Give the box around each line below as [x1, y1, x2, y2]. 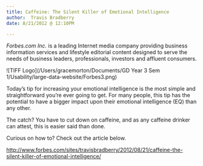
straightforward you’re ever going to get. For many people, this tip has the [6, 92, 191, 99]
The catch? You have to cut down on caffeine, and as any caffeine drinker [6, 116, 191, 123]
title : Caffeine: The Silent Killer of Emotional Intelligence [6, 9, 170, 15]
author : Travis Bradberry [6, 15, 75, 21]
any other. [6, 105, 32, 112]
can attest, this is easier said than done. [6, 123, 106, 130]
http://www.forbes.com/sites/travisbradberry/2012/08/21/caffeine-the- [6, 147, 183, 154]
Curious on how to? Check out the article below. [6, 134, 126, 142]
